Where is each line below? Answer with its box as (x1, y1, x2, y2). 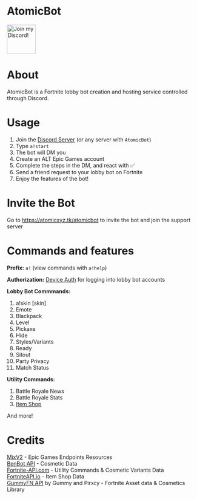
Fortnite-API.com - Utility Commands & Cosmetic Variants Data (7, 466, 164, 474)
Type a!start (15, 142, 49, 149)
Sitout (15, 351, 31, 358)
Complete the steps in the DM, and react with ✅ (15, 161, 135, 169)
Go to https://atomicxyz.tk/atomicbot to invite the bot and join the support (7, 216, 191, 223)
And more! (7, 412, 33, 419)
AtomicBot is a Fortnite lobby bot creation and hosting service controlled (7, 88, 188, 95)
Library (7, 486, 25, 493)
